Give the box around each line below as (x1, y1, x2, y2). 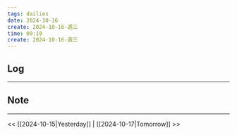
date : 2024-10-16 (7, 17, 59, 24)
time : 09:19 (7, 30, 42, 37)
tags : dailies (7, 10, 49, 18)
